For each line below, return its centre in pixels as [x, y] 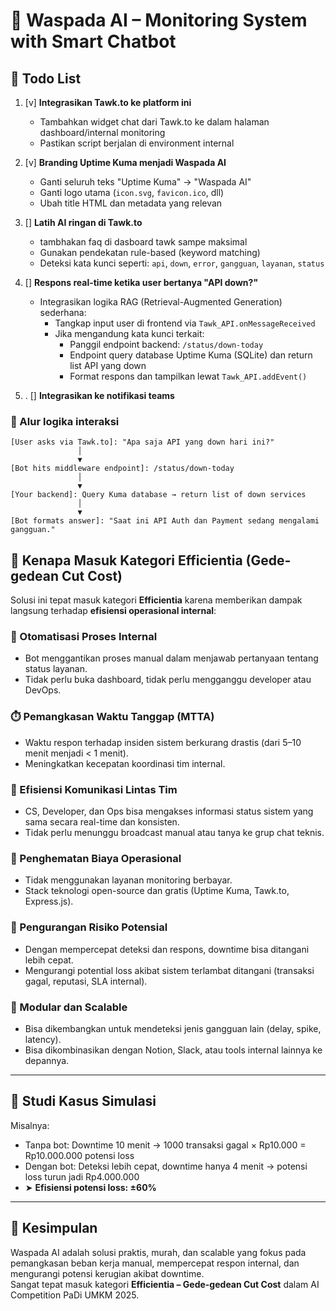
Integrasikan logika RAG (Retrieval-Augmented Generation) [161, 302]
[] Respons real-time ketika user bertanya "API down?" [141, 282]
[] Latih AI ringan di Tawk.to [83, 222]
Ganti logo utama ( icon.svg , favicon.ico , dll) [132, 192]
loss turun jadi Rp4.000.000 [82, 1176]
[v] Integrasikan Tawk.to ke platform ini [108, 102]
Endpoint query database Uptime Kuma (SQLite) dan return [191, 355]
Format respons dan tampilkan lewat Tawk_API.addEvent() [188, 376]
